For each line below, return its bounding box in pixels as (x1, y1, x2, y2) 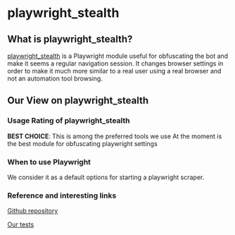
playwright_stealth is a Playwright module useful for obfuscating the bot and (7, 52, 229, 60)
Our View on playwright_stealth (7, 95, 149, 107)
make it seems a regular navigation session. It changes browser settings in (7, 59, 224, 68)
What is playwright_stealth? (7, 33, 133, 45)
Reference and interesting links (7, 191, 117, 200)
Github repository (7, 207, 58, 215)
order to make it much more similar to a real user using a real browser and (7, 67, 222, 75)
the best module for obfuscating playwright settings (7, 139, 158, 147)
